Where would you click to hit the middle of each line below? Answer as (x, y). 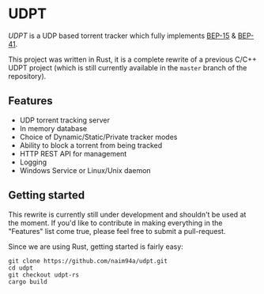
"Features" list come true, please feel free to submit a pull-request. (117, 231)
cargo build (28, 281)
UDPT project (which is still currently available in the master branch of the (128, 67)
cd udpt (21, 268)
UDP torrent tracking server (65, 120)
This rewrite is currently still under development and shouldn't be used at (127, 214)
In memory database (53, 128)
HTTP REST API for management (73, 153)
